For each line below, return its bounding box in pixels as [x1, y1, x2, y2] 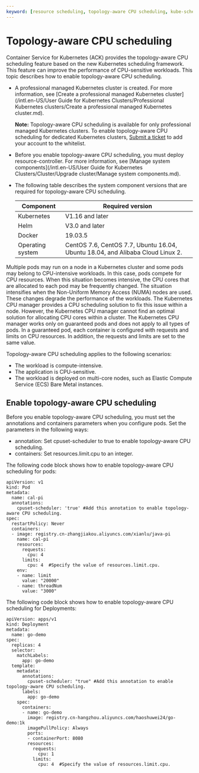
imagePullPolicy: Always [27, 725, 89, 732]
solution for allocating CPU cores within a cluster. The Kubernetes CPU [6, 313, 179, 320]
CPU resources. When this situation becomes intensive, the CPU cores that [6, 276, 190, 283]
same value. [6, 339, 36, 346]
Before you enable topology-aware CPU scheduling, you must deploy [14, 151, 184, 158]
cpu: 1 [37, 751, 54, 757]
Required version [102, 202, 153, 210]
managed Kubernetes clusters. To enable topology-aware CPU [14, 127, 168, 134]
